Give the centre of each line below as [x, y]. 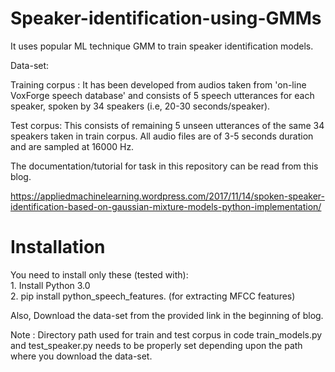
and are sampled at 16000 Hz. [72, 146]
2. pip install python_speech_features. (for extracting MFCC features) [153, 296]
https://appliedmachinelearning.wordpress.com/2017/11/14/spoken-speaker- [168, 196]
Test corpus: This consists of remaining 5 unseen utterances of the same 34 [167, 125]
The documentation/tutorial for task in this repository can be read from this [164, 166]
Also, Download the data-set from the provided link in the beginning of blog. [167, 315]
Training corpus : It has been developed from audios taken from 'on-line [158, 84]
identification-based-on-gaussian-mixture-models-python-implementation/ [166, 206]
